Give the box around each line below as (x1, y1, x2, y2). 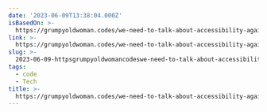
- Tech (15, 77, 37, 85)
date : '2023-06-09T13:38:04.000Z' (8, 11, 123, 20)
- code (15, 70, 37, 78)
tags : (8, 63, 26, 71)
